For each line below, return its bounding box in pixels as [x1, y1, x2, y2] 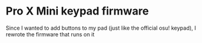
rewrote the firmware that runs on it [5, 30, 95, 38]
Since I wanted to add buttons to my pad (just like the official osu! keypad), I [5, 24, 197, 31]
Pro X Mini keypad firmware [5, 4, 149, 18]
